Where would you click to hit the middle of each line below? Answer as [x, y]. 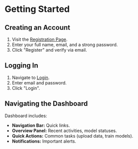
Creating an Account [38, 28]
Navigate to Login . [31, 77]
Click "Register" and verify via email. [49, 50]
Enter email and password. [39, 82]
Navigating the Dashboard [46, 104]
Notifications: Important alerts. [44, 141]
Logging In [21, 66]
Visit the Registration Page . [40, 39]
